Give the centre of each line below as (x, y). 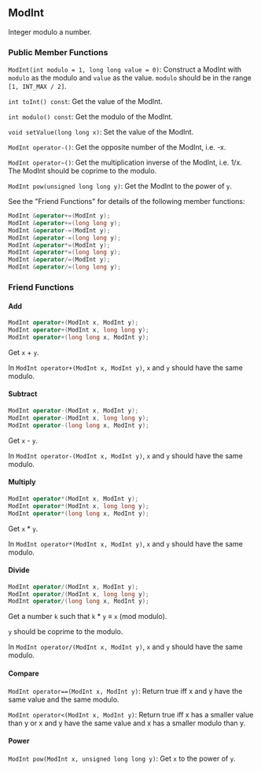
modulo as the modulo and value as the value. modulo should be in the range (130, 78)
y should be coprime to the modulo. (66, 632)
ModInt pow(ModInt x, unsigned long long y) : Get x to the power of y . (122, 758)
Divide (19, 570)
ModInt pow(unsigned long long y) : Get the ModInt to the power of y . (120, 186)
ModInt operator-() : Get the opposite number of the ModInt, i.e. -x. (117, 147)
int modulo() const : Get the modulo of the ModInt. (90, 117)
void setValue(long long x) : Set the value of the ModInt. (101, 132)
